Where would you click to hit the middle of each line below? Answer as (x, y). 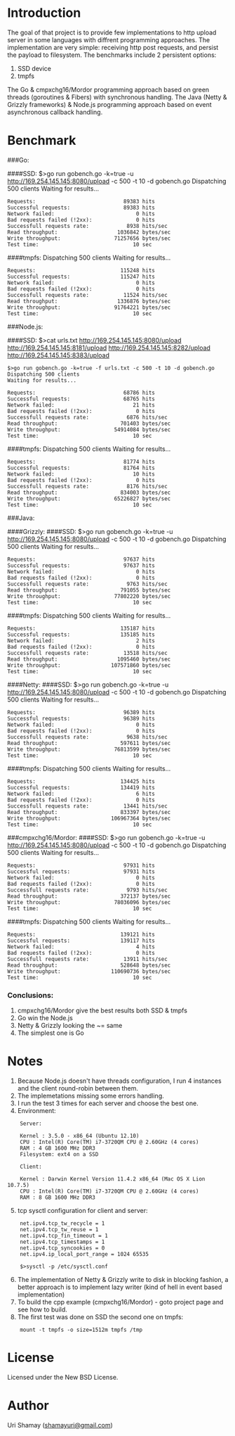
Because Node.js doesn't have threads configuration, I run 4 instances (120, 1081)
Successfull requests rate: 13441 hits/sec (88, 806)
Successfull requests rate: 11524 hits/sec (88, 295)
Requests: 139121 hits (81, 934)
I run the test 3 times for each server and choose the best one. (108, 1103)
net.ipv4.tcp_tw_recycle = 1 (62, 1224)
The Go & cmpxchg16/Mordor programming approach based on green (108, 89)
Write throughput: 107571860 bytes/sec (89, 665)
